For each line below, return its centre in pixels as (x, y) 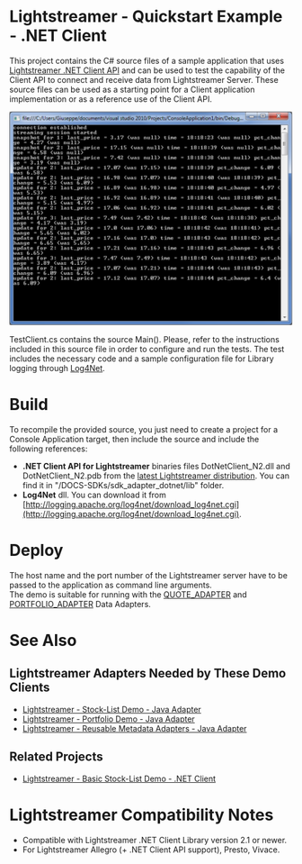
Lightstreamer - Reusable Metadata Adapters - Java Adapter (134, 728)
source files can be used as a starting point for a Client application (132, 89)
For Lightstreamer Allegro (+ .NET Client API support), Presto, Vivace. (151, 850)
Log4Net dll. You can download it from (94, 495)
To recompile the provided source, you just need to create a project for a (144, 429)
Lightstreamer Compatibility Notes (142, 815)
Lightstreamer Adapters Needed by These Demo (148, 673)
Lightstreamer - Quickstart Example (146, 17)
